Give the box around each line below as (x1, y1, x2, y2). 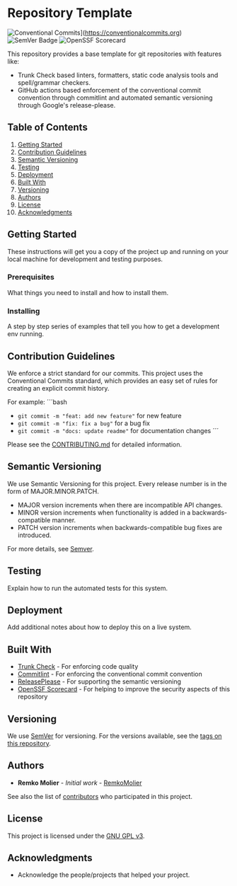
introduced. (17, 531, 52, 539)
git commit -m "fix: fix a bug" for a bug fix (17, 419, 151, 427)
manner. (52, 515, 76, 524)
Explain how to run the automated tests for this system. (7, 584, 168, 592)
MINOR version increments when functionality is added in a (17, 508, 191, 517)
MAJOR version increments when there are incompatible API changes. (17, 500, 223, 509)
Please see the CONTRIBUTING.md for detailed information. (7, 440, 183, 449)
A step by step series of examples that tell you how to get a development (7, 322, 220, 330)
